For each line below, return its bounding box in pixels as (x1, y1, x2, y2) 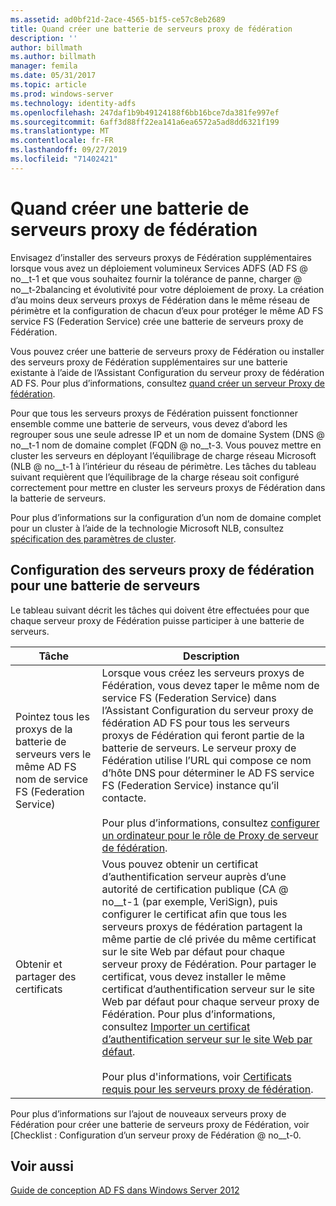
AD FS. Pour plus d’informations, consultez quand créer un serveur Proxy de (10, 377, 325, 389)
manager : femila (10, 61, 78, 71)
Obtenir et (15, 957, 63, 971)
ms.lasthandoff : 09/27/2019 (10, 145, 128, 155)
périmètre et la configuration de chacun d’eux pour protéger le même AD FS (10, 304, 324, 316)
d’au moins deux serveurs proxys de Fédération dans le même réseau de (10, 294, 310, 306)
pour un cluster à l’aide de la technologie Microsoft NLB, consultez (10, 522, 285, 534)
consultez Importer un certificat (101, 1019, 251, 1033)
